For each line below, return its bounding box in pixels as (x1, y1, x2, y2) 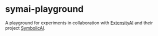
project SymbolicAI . (5, 25, 45, 31)
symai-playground (5, 3, 84, 15)
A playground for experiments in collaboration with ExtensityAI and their (5, 20, 153, 26)
